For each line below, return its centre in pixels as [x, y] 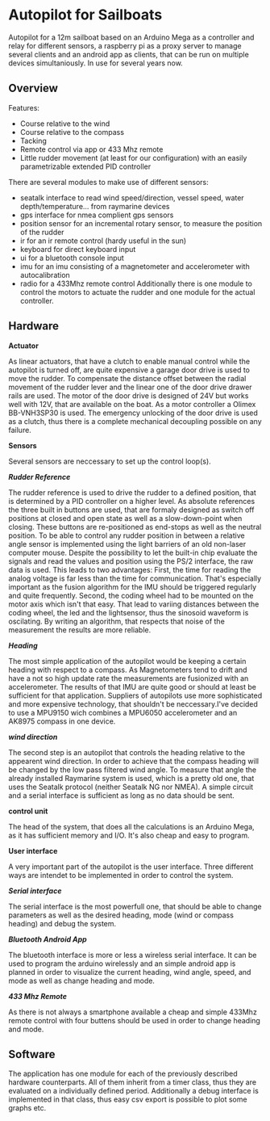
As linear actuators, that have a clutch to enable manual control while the [129, 361]
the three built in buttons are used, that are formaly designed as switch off [131, 510]
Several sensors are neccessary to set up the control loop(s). [110, 461]
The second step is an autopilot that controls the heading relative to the [127, 752]
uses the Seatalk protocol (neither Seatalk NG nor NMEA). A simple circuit [131, 787]
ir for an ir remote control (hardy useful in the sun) [103, 241]
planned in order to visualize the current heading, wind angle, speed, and [130, 972]
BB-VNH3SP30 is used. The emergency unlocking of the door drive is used [133, 413]
